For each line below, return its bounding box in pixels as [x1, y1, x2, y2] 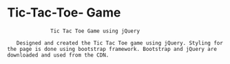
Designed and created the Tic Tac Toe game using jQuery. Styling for [16, 39, 224, 46]
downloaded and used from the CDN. [7, 52, 109, 58]
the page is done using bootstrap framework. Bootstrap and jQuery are [7, 45, 217, 52]
